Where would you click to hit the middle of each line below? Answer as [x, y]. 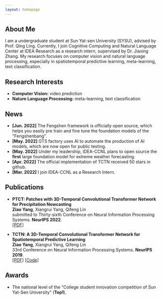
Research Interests [34, 82]
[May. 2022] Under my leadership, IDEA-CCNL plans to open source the [84, 151]
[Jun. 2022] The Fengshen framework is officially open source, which [82, 126]
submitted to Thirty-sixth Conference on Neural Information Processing [83, 215]
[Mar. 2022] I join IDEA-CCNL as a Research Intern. [64, 172]
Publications [24, 187]
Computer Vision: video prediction [47, 94]
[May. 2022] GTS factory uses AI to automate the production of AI [78, 141]
